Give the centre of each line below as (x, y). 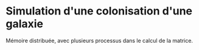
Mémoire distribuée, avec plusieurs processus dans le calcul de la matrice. (99, 40)
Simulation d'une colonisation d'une (99, 11)
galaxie (25, 24)
